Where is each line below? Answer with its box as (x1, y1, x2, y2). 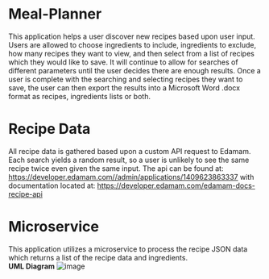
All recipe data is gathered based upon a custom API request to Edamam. (8, 146, 251, 156)
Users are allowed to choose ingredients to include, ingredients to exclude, (8, 40, 256, 49)
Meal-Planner (8, 5, 102, 23)
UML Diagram (8, 261, 55, 271)
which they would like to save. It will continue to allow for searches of (8, 57, 239, 67)
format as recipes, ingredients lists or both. (8, 91, 151, 101)
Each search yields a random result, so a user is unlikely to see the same (8, 155, 250, 164)
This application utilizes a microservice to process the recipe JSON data (8, 244, 248, 254)
